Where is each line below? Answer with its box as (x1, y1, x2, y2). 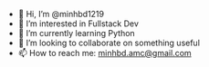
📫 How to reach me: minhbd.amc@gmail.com (17, 48, 192, 58)
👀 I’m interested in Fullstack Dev (17, 18, 140, 29)
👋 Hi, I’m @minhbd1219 (17, 9, 105, 19)
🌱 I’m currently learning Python (17, 28, 135, 38)
